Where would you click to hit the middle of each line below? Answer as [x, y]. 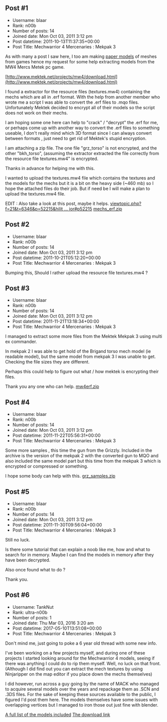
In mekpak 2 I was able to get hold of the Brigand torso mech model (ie [78, 352]
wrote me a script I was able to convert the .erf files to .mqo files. [72, 102]
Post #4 [17, 402]
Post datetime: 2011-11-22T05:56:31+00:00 [56, 435]
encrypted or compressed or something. [47, 466]
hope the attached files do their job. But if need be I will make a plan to [78, 188]
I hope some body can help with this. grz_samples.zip [60, 476]
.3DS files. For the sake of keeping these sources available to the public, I [81, 694]
